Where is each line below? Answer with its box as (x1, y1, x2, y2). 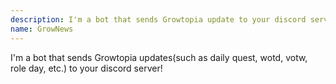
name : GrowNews (10, 24, 74, 34)
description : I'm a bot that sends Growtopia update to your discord (10, 14, 307, 25)
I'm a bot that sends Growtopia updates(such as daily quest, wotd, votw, (10, 51, 308, 63)
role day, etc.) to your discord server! (10, 62, 163, 74)
